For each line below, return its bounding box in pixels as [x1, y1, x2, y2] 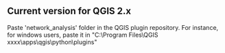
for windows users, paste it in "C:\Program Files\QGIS [7, 31, 159, 39]
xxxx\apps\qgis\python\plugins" [7, 37, 97, 46]
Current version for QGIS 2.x [7, 5, 132, 17]
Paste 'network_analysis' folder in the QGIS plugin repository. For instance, [7, 23, 219, 31]
